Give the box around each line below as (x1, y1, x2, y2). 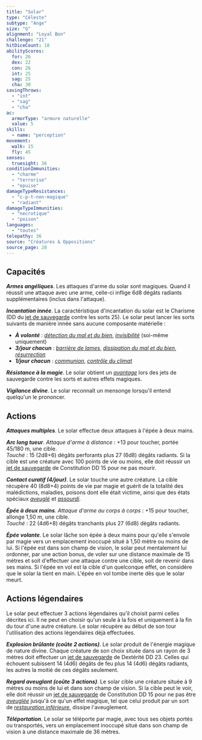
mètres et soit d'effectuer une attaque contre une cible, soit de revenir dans (6, 557, 194, 564)
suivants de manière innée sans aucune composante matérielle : (6, 320, 166, 327)
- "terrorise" (11, 177, 47, 183)
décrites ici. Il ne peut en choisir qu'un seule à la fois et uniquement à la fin (6, 616, 192, 623)
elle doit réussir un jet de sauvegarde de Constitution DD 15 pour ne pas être (6, 691, 196, 698)
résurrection (14, 351, 46, 358)
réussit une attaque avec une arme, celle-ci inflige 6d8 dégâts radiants (6, 289, 182, 296)
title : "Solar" (6, 8, 45, 15)
